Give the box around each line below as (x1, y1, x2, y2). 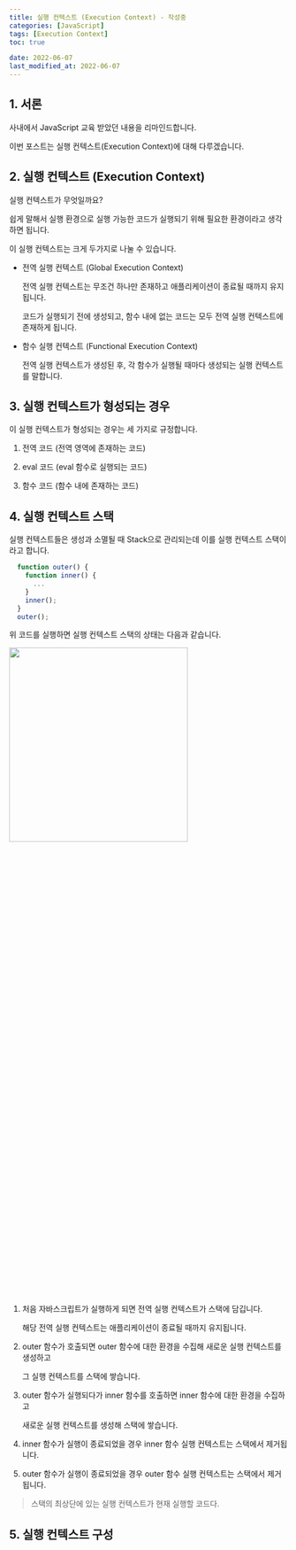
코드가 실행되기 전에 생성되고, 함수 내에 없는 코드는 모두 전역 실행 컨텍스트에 (21, 311, 285, 322)
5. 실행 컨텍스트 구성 (9, 1527, 114, 1542)
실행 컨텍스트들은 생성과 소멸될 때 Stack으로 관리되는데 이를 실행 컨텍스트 (9, 534, 263, 545)
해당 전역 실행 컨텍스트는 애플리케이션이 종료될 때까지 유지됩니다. (21, 1322, 247, 1333)
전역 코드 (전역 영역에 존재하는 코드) (21, 443, 146, 453)
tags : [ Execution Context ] (9, 29, 109, 38)
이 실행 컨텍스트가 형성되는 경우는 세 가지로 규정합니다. (9, 424, 198, 435)
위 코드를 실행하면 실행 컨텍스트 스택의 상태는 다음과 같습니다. (9, 630, 222, 640)
